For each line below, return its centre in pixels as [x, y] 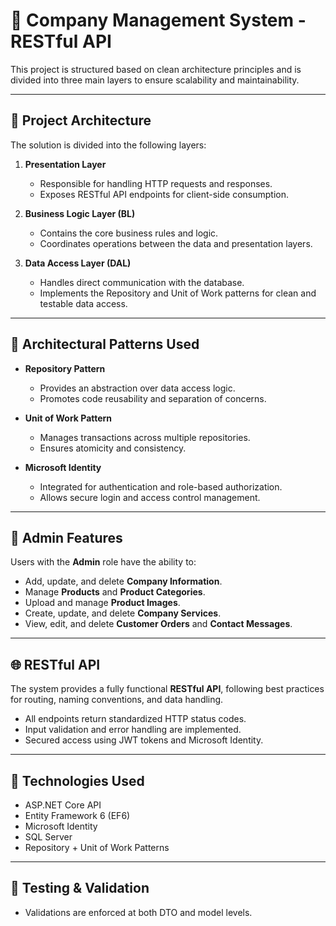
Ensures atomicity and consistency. [113, 448]
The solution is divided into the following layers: [108, 145]
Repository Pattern [65, 368]
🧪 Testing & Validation [80, 888]
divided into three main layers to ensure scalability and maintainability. [155, 80]
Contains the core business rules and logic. [129, 233]
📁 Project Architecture [81, 120]
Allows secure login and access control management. [150, 497]
